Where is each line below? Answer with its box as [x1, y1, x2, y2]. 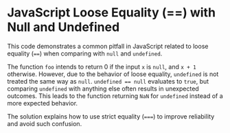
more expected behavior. [7, 99, 78, 107]
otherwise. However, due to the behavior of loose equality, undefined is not [7, 70, 219, 78]
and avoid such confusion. [7, 119, 82, 128]
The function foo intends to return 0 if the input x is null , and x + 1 [7, 62, 197, 71]
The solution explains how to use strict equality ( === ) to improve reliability [7, 112, 215, 121]
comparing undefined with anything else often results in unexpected [7, 84, 199, 93]
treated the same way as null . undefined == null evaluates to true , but [7, 77, 209, 85]
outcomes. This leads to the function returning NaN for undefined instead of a [7, 91, 223, 100]
